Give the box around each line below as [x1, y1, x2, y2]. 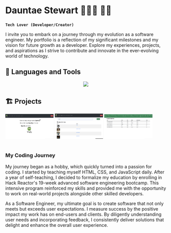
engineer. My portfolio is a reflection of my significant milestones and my [5, 37, 159, 43]
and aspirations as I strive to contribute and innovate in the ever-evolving [5, 47, 159, 53]
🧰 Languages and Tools [5, 68, 81, 76]
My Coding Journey [5, 152, 56, 159]
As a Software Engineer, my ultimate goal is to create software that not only [5, 200, 164, 207]
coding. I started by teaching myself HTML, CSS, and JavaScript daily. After [5, 169, 165, 175]
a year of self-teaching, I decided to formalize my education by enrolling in [5, 174, 162, 180]
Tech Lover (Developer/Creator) [5, 22, 74, 27]
